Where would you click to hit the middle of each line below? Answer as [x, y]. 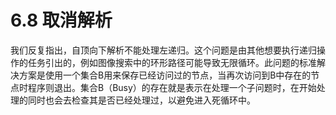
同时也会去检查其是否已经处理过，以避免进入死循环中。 [141, 100]
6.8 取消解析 [61, 20]
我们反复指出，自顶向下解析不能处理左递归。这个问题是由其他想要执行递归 [163, 50]
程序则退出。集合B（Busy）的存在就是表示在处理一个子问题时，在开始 [172, 87]
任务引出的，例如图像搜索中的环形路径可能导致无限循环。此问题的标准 [172, 62]
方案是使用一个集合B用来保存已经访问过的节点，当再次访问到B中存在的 [165, 75]
